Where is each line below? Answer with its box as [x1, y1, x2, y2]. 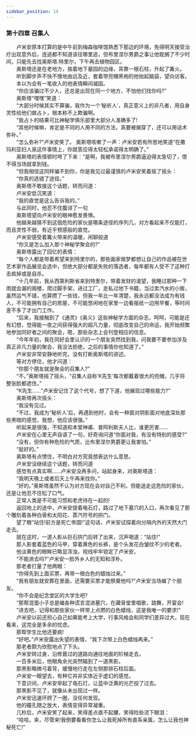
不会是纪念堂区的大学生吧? [23, 591, 88, 599]
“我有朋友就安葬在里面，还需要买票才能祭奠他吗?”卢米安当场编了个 [16, 577, 177, 584]
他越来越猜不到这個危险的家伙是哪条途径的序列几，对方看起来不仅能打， [16, 219, 190, 226]
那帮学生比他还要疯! [16, 628, 64, 635]
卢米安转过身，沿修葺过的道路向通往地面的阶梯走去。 [16, 650, 144, 657]
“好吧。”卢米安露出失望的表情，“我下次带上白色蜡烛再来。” [16, 635, 153, 642]
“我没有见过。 [16, 401, 50, 408]
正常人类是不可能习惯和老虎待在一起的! [16, 497, 110, 504]
